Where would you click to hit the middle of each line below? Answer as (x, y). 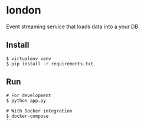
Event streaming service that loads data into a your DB (72, 26)
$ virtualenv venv (29, 59)
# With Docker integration (39, 111)
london (24, 10)
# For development (29, 95)
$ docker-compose (27, 116)
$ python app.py (26, 101)
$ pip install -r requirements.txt (50, 64)
